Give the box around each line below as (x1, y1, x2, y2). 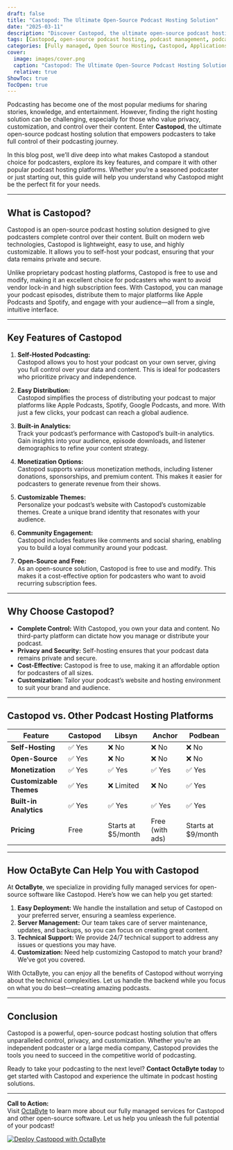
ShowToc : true (7, 74, 49, 82)
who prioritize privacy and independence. (17, 373, 137, 381)
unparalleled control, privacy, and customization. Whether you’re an (7, 1037, 201, 1045)
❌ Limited (107, 780, 139, 790)
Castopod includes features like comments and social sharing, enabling (17, 536, 222, 544)
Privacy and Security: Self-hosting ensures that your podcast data (17, 646, 209, 654)
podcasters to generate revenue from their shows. (17, 479, 162, 487)
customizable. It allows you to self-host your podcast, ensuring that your (7, 248, 215, 256)
